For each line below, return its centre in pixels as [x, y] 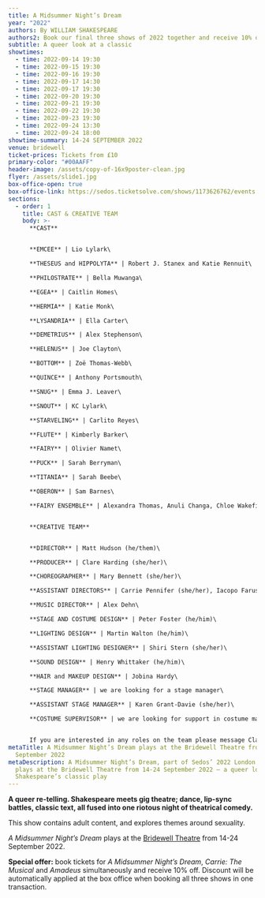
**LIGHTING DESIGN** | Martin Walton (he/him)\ [109, 633]
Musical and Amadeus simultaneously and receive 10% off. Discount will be [131, 870]
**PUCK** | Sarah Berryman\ [75, 463]
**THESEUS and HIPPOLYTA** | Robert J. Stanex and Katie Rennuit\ [140, 264]
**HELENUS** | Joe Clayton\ [75, 349]
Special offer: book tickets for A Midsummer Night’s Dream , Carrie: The [125, 862]
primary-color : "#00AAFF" [50, 163]
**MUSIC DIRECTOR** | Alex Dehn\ [84, 605]
